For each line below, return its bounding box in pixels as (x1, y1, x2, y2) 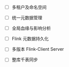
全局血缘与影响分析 (11, 25, 51, 31)
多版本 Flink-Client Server (11, 46, 65, 52)
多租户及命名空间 (11, 4, 47, 10)
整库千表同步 (11, 57, 38, 63)
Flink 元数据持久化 (11, 36, 49, 42)
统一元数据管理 (11, 15, 42, 21)
